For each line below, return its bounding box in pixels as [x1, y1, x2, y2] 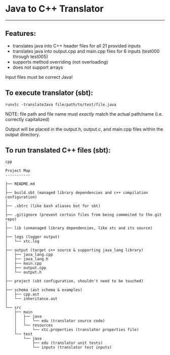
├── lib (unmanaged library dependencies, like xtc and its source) [5, 226, 153, 231]
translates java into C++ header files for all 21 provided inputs [12, 42, 141, 48]
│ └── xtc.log [5, 239, 39, 244]
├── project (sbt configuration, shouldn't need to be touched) [5, 279, 144, 284]
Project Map [5, 168, 30, 173]
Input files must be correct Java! [5, 74, 73, 80]
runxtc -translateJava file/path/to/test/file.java [5, 102, 116, 107]
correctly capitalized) [5, 116, 50, 122]
